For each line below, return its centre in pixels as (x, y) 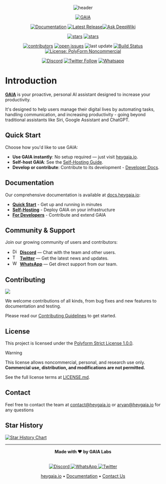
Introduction (31, 81)
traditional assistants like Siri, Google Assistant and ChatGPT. (67, 120)
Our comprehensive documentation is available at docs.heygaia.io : (73, 195)
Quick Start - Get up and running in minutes (57, 204)
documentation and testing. (33, 306)
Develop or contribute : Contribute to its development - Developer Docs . (86, 167)
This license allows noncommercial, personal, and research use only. (75, 362)
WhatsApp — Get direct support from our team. (68, 264)
